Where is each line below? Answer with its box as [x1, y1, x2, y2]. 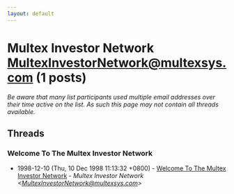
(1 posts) [36, 70, 87, 86]
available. [7, 107, 36, 115]
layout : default [7, 10, 54, 17]
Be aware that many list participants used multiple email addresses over [7, 92, 216, 101]
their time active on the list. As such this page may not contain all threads [7, 100, 219, 108]
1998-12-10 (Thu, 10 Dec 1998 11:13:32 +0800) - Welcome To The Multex [17, 164, 226, 172]
